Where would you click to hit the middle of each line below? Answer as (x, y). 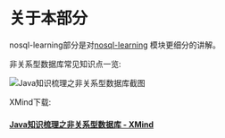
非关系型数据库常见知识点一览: (66, 64)
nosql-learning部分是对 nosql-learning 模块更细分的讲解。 (115, 45)
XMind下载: (30, 102)
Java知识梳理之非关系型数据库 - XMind (82, 124)
